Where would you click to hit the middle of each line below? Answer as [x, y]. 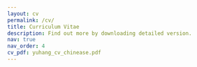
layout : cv [23, 14]
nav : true [22, 40]
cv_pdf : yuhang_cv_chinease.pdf [54, 53]
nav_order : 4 [26, 46]
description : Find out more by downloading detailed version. [100, 33]
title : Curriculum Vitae [43, 27]
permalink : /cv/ [31, 20]
